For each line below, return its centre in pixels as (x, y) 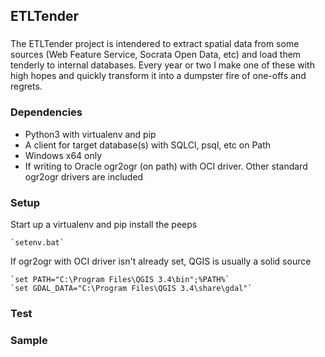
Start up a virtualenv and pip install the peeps (104, 224)
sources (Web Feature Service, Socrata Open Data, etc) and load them (156, 55)
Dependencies (46, 112)
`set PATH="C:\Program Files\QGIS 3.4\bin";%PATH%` (120, 279)
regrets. (26, 86)
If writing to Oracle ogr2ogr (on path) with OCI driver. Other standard (166, 166)
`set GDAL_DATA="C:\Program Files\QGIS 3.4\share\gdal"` (131, 288)
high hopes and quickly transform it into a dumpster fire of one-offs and (158, 76)
